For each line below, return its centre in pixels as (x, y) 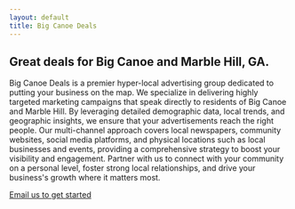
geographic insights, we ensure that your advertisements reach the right (141, 121)
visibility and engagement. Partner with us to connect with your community (147, 159)
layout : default (39, 17)
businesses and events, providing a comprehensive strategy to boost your (145, 149)
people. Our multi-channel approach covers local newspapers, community (145, 131)
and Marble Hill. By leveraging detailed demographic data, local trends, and (147, 111)
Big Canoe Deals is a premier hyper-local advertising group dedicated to (141, 83)
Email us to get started (50, 195)
